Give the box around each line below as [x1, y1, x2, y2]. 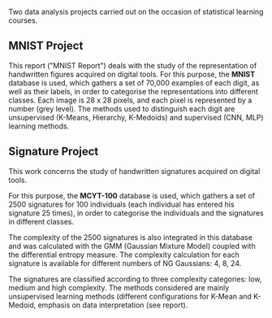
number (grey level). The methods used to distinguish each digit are [8, 103, 235, 113]
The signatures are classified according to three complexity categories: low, [8, 274, 262, 284]
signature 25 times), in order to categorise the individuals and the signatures [8, 207, 264, 218]
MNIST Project [8, 39, 84, 53]
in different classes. [8, 216, 75, 226]
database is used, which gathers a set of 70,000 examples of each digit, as [8, 77, 260, 88]
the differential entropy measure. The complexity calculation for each [8, 250, 240, 259]
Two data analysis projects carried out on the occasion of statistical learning [8, 7, 264, 16]
